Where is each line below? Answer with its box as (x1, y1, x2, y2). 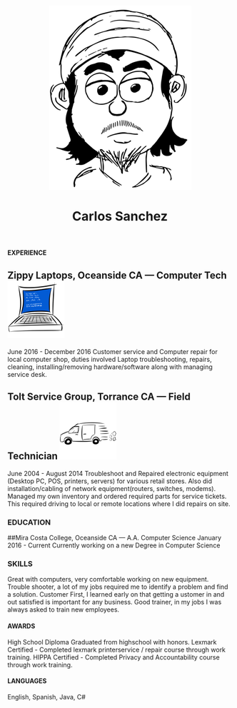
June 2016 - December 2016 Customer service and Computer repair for (7, 348, 218, 355)
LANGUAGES (7, 677, 47, 685)
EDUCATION (7, 517, 51, 527)
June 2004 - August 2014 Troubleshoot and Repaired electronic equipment (7, 469, 228, 477)
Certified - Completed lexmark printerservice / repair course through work (7, 645, 226, 654)
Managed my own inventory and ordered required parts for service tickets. (7, 492, 227, 500)
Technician (7, 450, 59, 462)
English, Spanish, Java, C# (7, 692, 86, 701)
